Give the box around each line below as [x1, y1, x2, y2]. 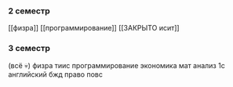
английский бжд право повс [8, 69, 104, 79]
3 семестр [8, 43, 51, 54]
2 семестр [8, 5, 50, 16]
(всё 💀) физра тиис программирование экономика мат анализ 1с [8, 60, 225, 70]
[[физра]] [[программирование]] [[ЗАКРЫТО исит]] [8, 24, 180, 33]
